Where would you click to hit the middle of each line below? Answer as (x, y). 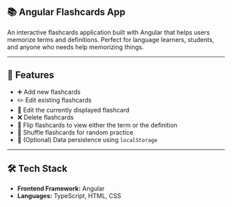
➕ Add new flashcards (49, 92)
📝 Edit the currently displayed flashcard (73, 110)
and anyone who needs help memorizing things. (76, 47)
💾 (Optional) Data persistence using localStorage (87, 139)
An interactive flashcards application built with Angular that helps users (109, 32)
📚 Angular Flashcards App (66, 12)
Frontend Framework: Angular (61, 188)
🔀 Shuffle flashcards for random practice (75, 132)
